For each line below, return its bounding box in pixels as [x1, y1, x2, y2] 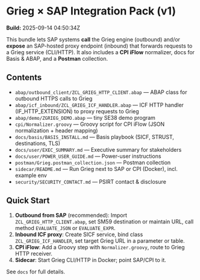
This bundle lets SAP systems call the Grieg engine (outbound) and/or [6, 36, 181, 43]
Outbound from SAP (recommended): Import [14, 211, 128, 219]
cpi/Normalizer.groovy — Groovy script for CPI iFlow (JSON [14, 120, 165, 128]
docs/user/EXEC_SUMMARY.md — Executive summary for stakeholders [14, 146, 182, 153]
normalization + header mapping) [14, 126, 98, 134]
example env [14, 172, 47, 179]
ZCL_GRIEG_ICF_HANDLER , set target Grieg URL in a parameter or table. [14, 237, 185, 244]
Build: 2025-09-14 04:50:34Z [6, 24, 80, 31]
